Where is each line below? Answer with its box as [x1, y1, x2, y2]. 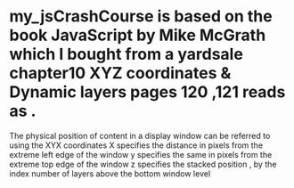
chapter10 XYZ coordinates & [9, 63, 232, 84]
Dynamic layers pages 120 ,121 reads [9, 82, 286, 102]
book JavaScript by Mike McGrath [9, 25, 266, 45]
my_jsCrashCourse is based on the [9, 6, 274, 27]
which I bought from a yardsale [9, 45, 243, 64]
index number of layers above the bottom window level [9, 168, 211, 179]
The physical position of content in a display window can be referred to [9, 130, 271, 141]
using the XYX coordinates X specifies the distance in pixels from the [9, 140, 264, 151]
